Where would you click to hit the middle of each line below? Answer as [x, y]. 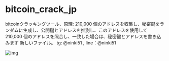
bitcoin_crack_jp [41, 9]
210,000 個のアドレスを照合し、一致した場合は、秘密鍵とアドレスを [77, 36]
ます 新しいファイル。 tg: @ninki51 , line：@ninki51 [63, 43]
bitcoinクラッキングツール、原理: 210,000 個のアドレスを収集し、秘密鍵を [82, 24]
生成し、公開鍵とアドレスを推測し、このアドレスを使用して [85, 30]
